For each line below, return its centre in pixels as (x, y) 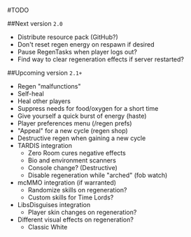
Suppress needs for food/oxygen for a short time (88, 108)
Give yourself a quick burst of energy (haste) (82, 116)
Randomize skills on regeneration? (77, 190)
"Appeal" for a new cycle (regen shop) (72, 131)
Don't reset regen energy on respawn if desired (86, 44)
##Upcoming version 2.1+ (45, 73)
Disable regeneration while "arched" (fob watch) (98, 175)
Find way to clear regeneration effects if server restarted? (100, 59)
